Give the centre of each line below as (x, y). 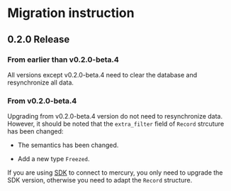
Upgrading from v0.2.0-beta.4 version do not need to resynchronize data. (115, 116)
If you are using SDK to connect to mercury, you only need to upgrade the (115, 173)
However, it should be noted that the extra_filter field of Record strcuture (116, 124)
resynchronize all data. (41, 82)
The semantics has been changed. (68, 145)
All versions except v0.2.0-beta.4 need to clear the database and (102, 75)
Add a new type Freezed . (53, 159)
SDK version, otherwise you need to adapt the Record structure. (100, 180)
